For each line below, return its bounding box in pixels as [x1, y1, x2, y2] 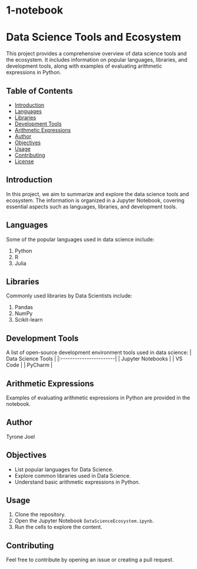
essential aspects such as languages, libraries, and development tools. [6, 203, 178, 210]
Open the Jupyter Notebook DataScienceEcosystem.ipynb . [14, 517, 154, 524]
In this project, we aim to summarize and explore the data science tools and [6, 190, 189, 197]
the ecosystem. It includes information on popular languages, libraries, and [6, 57, 188, 64]
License [14, 157, 34, 165]
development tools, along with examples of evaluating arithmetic [6, 62, 163, 70]
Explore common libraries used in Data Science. [14, 472, 131, 479]
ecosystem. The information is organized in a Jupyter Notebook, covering [6, 197, 185, 204]
